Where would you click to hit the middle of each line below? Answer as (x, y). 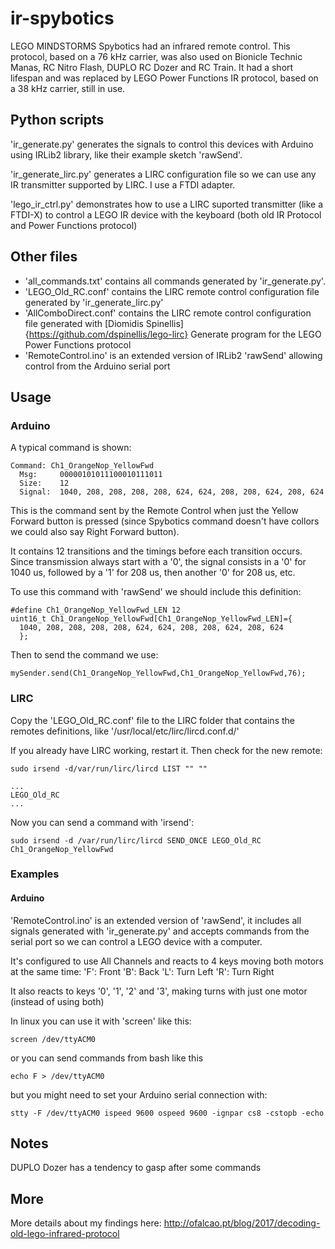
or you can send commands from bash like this (107, 1058)
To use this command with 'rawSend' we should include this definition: (156, 592)
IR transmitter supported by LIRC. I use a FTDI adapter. (123, 184)
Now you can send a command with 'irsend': (102, 822)
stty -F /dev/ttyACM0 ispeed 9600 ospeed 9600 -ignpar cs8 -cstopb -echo (167, 1113)
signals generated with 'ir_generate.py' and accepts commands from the (160, 931)
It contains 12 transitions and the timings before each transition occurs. (156, 551)
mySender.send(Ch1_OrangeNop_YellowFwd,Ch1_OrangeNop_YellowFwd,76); (158, 673)
